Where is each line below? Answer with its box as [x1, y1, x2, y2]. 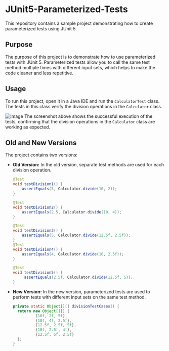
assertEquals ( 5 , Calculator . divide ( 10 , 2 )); [22, 186, 117, 192]
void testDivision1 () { [12, 182, 63, 187]
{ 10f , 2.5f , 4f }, [35, 327, 72, 332]
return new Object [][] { [17, 309, 70, 314]
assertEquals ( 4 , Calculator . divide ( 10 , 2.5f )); [22, 251, 124, 256]
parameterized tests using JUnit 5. [5, 25, 77, 31]
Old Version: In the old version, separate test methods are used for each [12, 162, 164, 168]
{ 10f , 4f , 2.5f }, [35, 318, 72, 323]
